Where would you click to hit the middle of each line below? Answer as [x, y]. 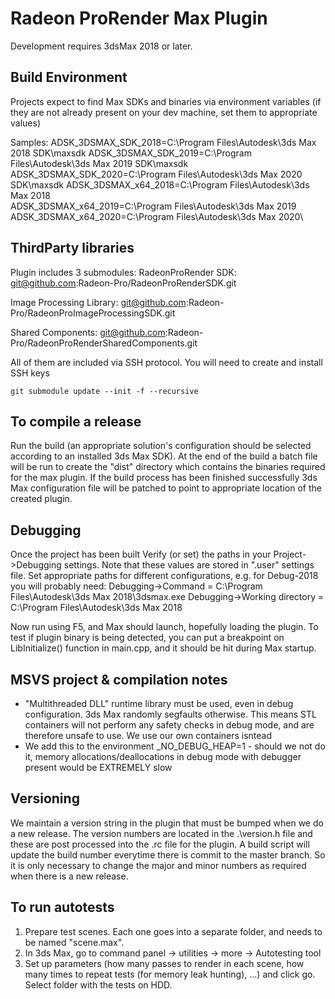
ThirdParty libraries [72, 248]
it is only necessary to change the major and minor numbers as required [158, 865]
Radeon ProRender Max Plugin [139, 18]
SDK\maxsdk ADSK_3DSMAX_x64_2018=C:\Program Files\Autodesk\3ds [160, 184]
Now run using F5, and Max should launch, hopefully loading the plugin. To [164, 627]
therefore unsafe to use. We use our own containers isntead [148, 735]
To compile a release [76, 421]
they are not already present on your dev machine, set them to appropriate [164, 112]
